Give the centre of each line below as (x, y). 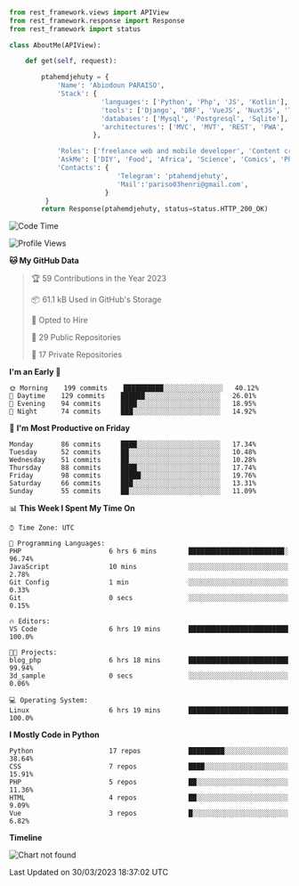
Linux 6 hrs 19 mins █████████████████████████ (149, 711)
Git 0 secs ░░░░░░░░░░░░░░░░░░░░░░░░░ (149, 598)
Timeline (26, 838)
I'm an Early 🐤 (35, 372)
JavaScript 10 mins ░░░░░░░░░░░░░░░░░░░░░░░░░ (149, 567)
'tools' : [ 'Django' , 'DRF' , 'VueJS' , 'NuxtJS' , (190, 110)
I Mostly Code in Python (54, 735)
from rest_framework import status (75, 29)
